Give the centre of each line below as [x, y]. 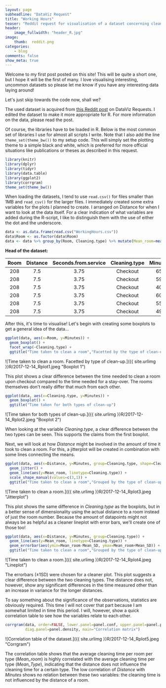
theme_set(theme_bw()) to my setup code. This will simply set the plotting [80, 140]
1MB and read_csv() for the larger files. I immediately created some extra [80, 202]
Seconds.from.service [79, 263]
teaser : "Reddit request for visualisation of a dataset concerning [77, 24]
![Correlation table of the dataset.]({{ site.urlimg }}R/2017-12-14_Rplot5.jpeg [82, 639]
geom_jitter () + [26, 468]
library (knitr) [21, 160]
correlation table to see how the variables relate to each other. [68, 616]
